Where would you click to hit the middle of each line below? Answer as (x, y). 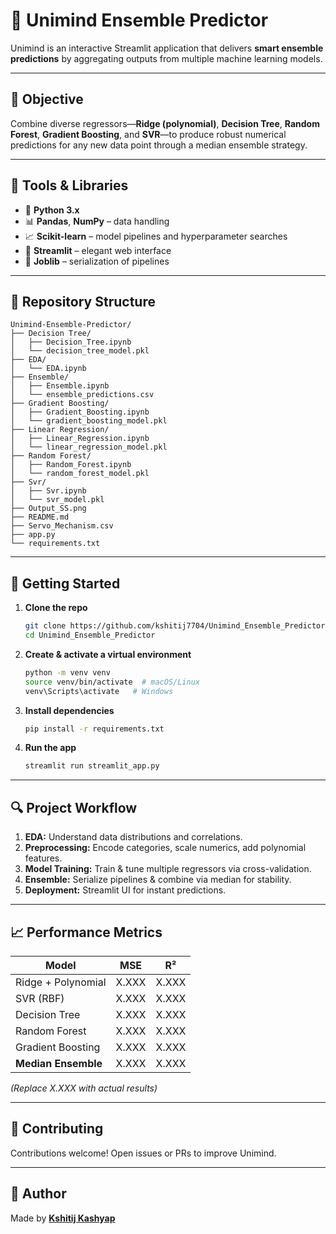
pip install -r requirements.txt (94, 729)
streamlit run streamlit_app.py (92, 766)
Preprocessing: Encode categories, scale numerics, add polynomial (165, 848)
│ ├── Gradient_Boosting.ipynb (80, 412)
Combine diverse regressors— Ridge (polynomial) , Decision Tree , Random (165, 123)
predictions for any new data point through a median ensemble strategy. (159, 145)
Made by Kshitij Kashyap (63, 1218)
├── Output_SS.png (48, 509)
